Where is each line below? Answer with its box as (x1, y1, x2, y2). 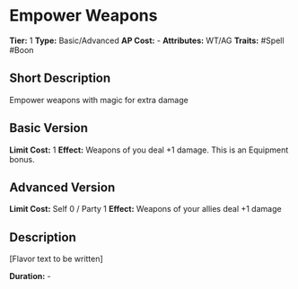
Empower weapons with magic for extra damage (9, 94, 188, 105)
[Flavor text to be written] (9, 253, 103, 265)
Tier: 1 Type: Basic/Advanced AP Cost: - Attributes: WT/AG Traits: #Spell (9, 35, 285, 46)
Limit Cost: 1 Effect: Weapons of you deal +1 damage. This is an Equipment (9, 144, 289, 155)
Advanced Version (9, 180, 116, 195)
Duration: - (9, 271, 51, 282)
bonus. (9, 153, 35, 164)
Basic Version (9, 120, 88, 136)
